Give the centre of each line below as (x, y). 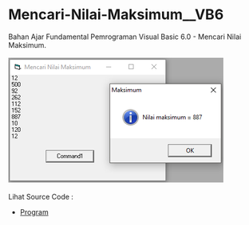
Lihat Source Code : (41, 196)
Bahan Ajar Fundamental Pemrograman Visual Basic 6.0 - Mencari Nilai (125, 37)
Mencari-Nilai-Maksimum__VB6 (116, 15)
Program (34, 211)
